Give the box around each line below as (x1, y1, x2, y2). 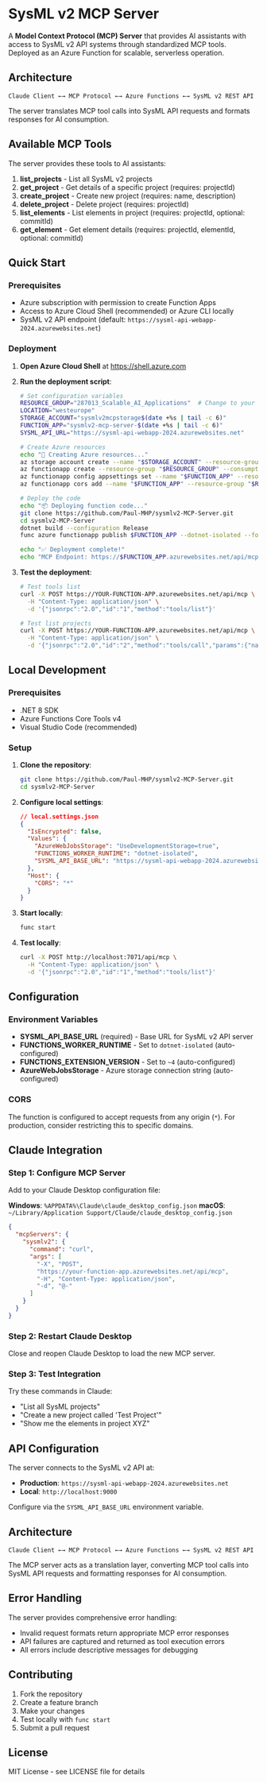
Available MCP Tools (8, 137, 113, 151)
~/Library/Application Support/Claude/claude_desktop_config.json (8, 1209, 233, 1217)
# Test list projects (19, 619, 91, 628)
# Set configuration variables (19, 392, 124, 400)
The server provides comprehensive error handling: (8, 1612, 177, 1622)
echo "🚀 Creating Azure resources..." (19, 451, 149, 458)
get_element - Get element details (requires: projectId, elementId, (19, 224, 236, 234)
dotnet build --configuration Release (19, 524, 149, 532)
